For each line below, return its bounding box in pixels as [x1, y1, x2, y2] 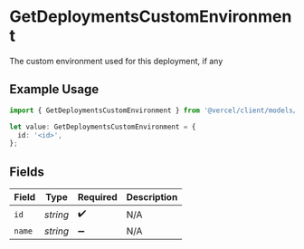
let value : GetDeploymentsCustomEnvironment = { [9, 122, 196, 131]
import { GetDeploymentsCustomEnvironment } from [9, 106, 201, 115]
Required [77, 191, 118, 204]
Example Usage [9, 81, 100, 97]
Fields [9, 164, 45, 179]
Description [126, 191, 178, 204]
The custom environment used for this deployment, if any [9, 55, 223, 66]
